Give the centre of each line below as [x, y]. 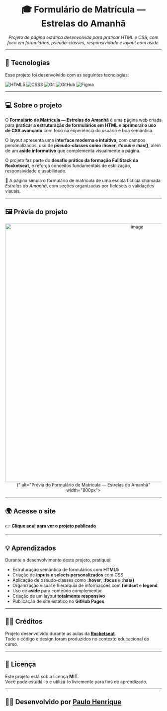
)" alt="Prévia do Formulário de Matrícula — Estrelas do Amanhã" [83, 485]
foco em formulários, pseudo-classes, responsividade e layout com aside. [83, 42]
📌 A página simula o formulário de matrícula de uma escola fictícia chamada [83, 180]
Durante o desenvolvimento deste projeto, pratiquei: [58, 560]
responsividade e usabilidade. [36, 171]
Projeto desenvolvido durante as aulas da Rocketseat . [61, 633]
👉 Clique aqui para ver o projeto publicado [51, 526]
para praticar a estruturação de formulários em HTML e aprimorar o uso [81, 125]
